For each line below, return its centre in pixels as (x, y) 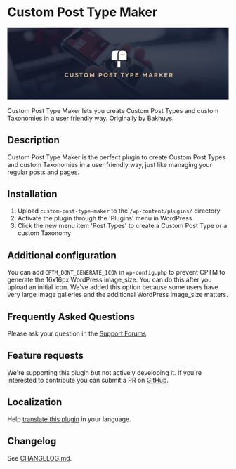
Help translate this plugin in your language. (69, 419)
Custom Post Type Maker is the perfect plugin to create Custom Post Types (117, 157)
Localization (35, 402)
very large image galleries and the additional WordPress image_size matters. (118, 295)
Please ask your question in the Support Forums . (78, 333)
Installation (32, 194)
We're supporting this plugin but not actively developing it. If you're (105, 372)
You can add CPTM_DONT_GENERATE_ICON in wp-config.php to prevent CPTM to (116, 272)
